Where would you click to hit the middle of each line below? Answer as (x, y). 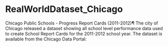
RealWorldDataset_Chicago (64, 9)
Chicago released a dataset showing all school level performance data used (84, 28)
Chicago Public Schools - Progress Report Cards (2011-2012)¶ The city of (82, 23)
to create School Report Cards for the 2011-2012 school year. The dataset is (84, 33)
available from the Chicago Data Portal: (46, 39)
